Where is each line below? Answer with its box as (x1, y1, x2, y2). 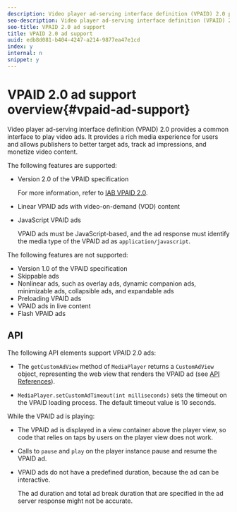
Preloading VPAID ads (17, 294, 82, 303)
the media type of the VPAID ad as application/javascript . (17, 237, 190, 245)
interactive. (17, 475, 51, 484)
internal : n (7, 50, 42, 57)
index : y (7, 43, 33, 50)
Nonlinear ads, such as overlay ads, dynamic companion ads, (17, 279, 196, 288)
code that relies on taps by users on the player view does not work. (17, 433, 214, 441)
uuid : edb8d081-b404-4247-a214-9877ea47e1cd (7, 37, 140, 44)
